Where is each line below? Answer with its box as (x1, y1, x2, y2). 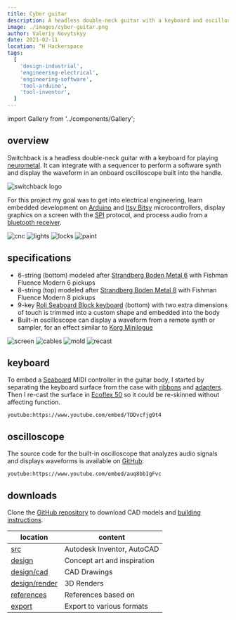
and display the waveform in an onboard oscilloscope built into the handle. (7, 168, 223, 176)
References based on (64, 590, 135, 600)
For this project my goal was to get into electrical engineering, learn (7, 195, 203, 204)
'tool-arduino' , (20, 82, 68, 89)
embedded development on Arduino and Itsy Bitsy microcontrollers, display (7, 203, 225, 212)
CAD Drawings (64, 567, 113, 577)
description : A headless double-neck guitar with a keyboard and (7, 17, 202, 24)
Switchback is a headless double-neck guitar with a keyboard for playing (7, 153, 218, 162)
